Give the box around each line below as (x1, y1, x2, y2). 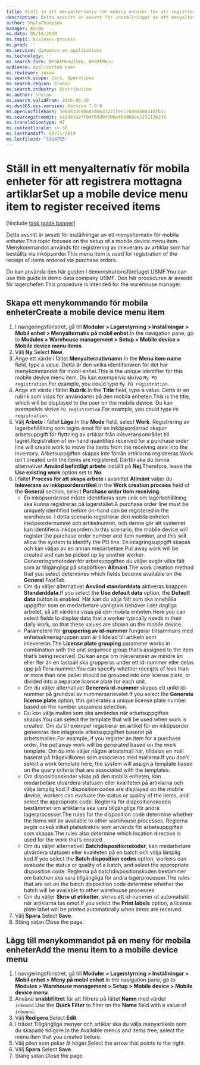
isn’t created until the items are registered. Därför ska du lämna (14, 456, 170, 463)
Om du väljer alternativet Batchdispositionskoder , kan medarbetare (23, 842, 191, 849)
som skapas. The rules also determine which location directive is (23, 830, 182, 837)
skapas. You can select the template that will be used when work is (23, 716, 187, 723)
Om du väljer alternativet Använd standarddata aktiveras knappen (23, 582, 187, 590)
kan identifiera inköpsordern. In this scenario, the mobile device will (23, 526, 188, 533)
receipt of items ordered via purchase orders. (6, 256, 118, 263)
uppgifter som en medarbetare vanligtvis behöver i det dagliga (23, 601, 177, 608)
